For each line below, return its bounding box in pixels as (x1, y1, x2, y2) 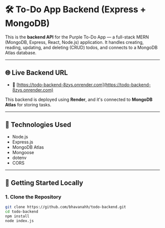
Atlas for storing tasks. (5, 101, 52, 107)
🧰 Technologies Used (5, 121, 71, 129)
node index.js (5, 218, 34, 223)
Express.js (12, 139, 33, 145)
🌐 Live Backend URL (5, 68, 68, 77)
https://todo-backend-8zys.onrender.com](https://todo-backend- (18, 82, 151, 88)
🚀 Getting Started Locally (5, 178, 83, 187)
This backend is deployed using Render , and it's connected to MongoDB (5, 97, 153, 102)
